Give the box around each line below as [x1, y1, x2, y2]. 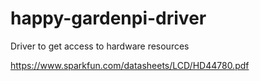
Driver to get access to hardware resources [10, 40, 190, 52]
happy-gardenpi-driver [10, 7, 207, 30]
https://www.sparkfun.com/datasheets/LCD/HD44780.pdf [10, 59, 250, 71]
